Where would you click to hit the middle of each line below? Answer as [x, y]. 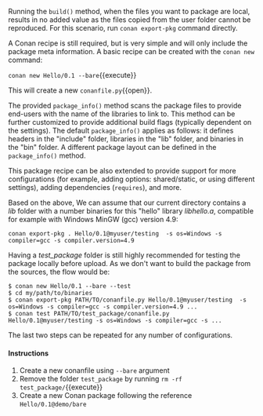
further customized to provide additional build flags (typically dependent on [130, 122]
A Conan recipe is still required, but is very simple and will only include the [128, 43]
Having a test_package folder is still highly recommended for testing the [124, 255]
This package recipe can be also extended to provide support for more [122, 171]
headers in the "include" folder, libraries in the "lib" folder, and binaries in [126, 139]
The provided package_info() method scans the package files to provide [125, 106]
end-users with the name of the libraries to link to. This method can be [122, 114]
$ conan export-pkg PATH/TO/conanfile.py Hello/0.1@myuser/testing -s [127, 300]
